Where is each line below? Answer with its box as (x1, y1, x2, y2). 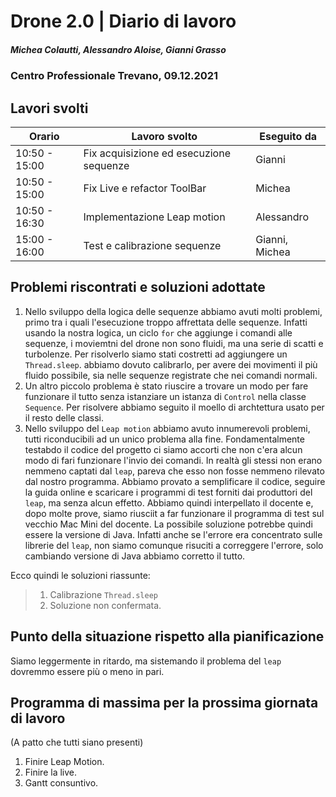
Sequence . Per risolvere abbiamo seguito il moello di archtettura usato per (24, 401, 325, 413)
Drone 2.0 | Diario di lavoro (10, 10, 237, 33)
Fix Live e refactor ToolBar (83, 181, 207, 195)
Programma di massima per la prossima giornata (10, 694, 319, 711)
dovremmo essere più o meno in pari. (10, 665, 165, 677)
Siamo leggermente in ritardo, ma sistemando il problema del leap (10, 655, 282, 667)
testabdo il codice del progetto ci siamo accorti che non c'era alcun (24, 443, 303, 455)
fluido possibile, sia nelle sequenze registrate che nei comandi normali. (24, 369, 318, 381)
